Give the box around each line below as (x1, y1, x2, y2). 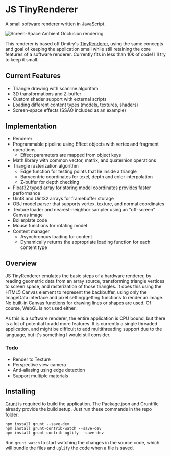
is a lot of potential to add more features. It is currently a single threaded (5, 321, 157, 327)
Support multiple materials (12, 372, 68, 379)
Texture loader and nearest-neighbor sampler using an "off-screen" (12, 206, 156, 212)
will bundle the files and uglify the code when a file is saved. (5, 445, 134, 451)
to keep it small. (5, 56, 39, 63)
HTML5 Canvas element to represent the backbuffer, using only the (5, 289, 147, 295)
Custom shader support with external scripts (12, 96, 107, 102)
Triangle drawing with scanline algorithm (12, 85, 99, 91)
